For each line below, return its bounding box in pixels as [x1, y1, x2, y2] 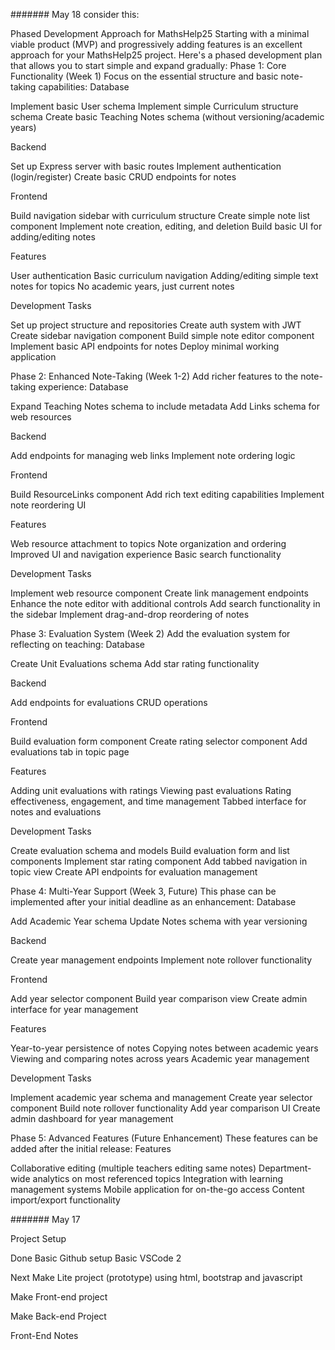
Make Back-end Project [10, 1310, 107, 1322]
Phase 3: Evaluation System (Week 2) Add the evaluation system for [10, 628, 291, 639]
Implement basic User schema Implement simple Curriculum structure [10, 100, 299, 112]
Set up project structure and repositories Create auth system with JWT [10, 319, 302, 331]
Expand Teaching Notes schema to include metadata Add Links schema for [10, 400, 320, 412]
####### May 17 [10, 1214, 81, 1225]
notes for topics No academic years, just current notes [10, 280, 235, 292]
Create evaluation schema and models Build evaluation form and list [10, 845, 290, 856]
